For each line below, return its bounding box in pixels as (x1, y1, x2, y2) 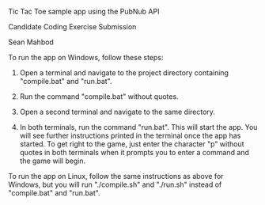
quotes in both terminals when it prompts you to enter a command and (19, 148, 249, 157)
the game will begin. (19, 156, 86, 165)
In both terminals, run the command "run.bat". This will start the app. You (19, 123, 258, 131)
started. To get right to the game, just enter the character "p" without (19, 139, 244, 149)
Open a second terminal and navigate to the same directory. (19, 107, 216, 116)
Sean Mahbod (8, 37, 54, 47)
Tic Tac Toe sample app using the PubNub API (8, 7, 160, 16)
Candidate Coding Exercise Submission (8, 22, 137, 31)
